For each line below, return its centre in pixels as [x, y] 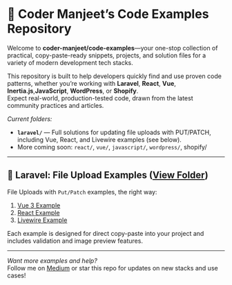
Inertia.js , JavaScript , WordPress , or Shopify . [73, 91]
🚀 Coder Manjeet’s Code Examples [108, 14]
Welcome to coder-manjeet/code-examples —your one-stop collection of [113, 48]
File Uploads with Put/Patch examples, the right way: [82, 192]
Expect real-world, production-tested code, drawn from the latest [100, 98]
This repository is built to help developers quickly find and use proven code [115, 76]
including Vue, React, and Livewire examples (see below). [99, 139]
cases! [17, 275]
